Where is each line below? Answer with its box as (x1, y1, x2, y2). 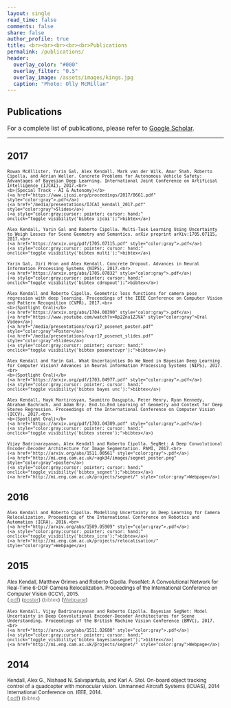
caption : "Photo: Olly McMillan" (13, 80, 109, 87)
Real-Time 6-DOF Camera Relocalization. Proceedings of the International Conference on (7, 584, 218, 591)
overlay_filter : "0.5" (13, 67, 78, 74)
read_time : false (7, 16, 57, 23)
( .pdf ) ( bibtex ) (7, 695, 40, 702)
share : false (7, 29, 45, 36)
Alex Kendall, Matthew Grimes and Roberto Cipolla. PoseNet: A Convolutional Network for (7, 578, 219, 585)
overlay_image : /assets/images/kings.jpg (13, 74, 134, 81)
